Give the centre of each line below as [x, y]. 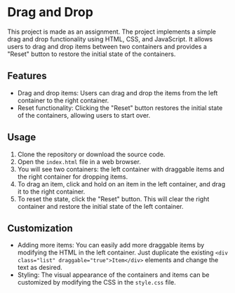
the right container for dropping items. [73, 177]
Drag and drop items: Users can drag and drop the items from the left [117, 93]
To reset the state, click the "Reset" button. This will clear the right [113, 199]
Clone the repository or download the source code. [91, 154]
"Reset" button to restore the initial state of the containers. [92, 54]
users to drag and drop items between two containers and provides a [107, 46]
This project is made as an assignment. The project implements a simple [112, 32]
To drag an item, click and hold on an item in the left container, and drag [121, 184]
